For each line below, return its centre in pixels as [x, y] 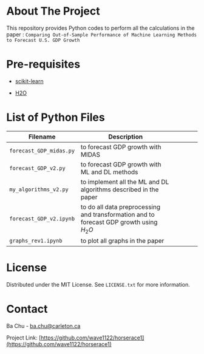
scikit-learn [29, 81]
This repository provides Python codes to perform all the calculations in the [100, 28]
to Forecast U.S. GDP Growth [43, 40]
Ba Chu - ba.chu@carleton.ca [43, 325]
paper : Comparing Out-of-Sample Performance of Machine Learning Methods [102, 34]
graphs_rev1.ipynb [36, 241]
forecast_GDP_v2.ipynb [42, 219]
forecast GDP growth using [119, 222]
